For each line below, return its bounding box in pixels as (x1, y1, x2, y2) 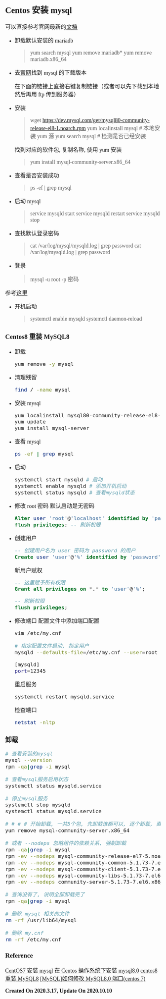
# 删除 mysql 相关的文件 (5, 910, 70, 917)
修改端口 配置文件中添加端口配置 (14, 618, 100, 625)
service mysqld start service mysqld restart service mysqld (30, 210, 160, 217)
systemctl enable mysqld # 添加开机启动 (14, 483, 127, 490)
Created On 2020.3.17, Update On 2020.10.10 (5, 988, 112, 995)
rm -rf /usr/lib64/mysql (5, 917, 77, 924)
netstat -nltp (14, 719, 55, 725)
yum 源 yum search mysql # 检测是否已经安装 (37, 133, 146, 140)
